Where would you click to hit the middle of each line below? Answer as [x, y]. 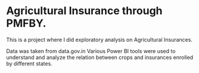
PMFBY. [26, 23]
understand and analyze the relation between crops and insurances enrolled [100, 57]
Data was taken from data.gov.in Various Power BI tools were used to [91, 51]
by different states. [29, 64]
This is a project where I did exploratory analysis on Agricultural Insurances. [99, 39]
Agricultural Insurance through [84, 11]
